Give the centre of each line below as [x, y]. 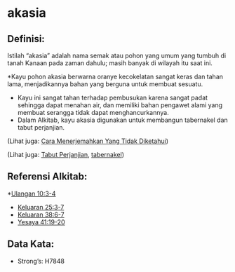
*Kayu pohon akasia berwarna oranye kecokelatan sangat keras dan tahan [115, 76]
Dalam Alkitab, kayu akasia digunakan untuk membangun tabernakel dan [122, 120]
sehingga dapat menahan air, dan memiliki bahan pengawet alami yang [120, 105]
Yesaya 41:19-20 [41, 222]
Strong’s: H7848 [41, 261]
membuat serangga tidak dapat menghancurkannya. [93, 113]
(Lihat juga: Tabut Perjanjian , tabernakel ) [66, 155]
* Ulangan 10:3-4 [32, 193]
